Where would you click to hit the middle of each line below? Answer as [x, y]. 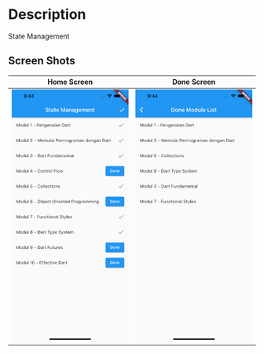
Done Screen [194, 82]
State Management [39, 36]
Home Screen [70, 82]
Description [47, 15]
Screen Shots [42, 61]
